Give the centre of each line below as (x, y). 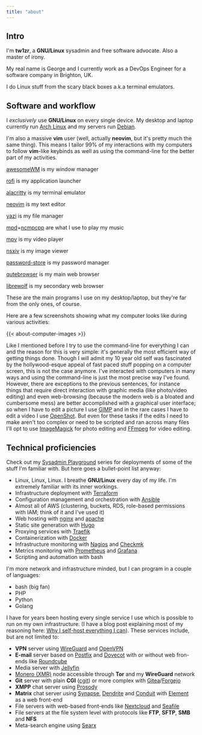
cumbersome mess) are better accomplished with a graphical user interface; (101, 403)
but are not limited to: (32, 637)
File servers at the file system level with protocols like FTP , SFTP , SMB (103, 713)
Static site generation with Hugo (55, 525)
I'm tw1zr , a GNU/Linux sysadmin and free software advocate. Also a (92, 51)
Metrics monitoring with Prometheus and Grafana (76, 551)
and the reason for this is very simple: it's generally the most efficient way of (101, 352)
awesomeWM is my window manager (53, 169)
